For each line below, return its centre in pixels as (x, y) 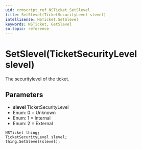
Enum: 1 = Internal (32, 118)
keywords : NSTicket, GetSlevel (39, 24)
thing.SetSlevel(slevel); (33, 141)
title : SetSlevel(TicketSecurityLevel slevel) (56, 15)
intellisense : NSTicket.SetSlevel (42, 19)
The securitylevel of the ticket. (37, 79)
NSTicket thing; (22, 133)
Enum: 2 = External (33, 123)
